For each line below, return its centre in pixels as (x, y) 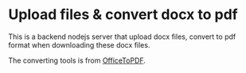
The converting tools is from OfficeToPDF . (77, 60)
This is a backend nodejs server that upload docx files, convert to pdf (122, 36)
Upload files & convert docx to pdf (123, 15)
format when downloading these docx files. (79, 44)
